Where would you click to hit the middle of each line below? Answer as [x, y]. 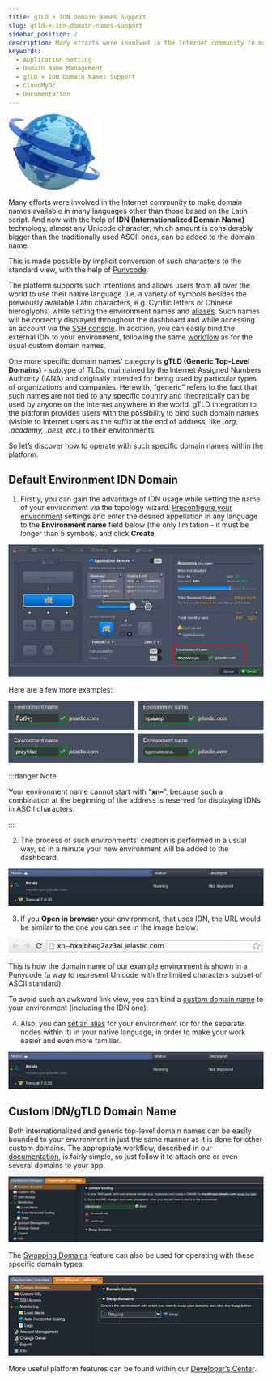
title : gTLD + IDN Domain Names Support [78, 17]
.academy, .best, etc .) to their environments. [82, 430]
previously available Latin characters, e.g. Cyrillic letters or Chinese [121, 302]
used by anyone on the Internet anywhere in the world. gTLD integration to [133, 404]
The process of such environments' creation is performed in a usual [133, 840]
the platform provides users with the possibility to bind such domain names [134, 412]
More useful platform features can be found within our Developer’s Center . [132, 1369]
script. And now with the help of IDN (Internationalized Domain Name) [127, 220]
